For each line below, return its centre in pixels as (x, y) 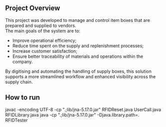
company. (23, 61)
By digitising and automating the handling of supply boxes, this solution (79, 71)
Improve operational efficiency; (44, 40)
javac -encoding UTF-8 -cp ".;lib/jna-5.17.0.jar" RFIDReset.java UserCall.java (83, 110)
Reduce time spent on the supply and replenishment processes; (78, 46)
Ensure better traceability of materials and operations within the (78, 56)
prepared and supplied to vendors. (41, 25)
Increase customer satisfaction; (45, 51)
